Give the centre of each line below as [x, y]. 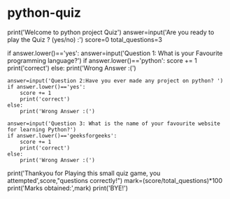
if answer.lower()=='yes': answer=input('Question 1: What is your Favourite [115, 53]
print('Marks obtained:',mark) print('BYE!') [67, 188]
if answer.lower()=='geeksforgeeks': [62, 135]
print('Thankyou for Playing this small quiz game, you [84, 173]
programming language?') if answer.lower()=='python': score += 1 [102, 60]
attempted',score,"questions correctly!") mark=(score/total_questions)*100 [115, 180]
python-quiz [44, 13]
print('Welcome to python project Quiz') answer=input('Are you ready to [111, 32]
